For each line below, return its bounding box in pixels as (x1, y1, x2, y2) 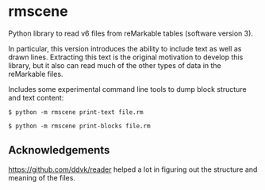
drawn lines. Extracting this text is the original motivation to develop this (8, 52, 244, 62)
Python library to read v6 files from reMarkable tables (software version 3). (8, 28, 254, 38)
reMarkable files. (8, 69, 63, 78)
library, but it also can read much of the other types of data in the (8, 60, 222, 70)
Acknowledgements (8, 143, 110, 157)
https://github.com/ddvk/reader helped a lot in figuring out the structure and (8, 165, 258, 174)
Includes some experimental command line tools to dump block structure (8, 84, 248, 93)
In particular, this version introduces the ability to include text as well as (8, 44, 242, 53)
